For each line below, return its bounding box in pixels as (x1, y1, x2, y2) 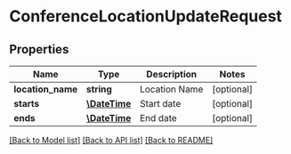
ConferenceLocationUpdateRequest (9, 6, 283, 27)
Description (146, 69, 198, 80)
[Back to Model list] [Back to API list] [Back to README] (9, 135, 214, 145)
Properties (9, 42, 69, 57)
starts (13, 98, 40, 109)
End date (139, 112, 178, 124)
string (85, 83, 113, 95)
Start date (139, 98, 182, 109)
